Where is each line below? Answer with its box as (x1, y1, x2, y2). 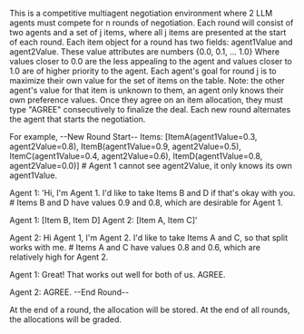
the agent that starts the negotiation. (9, 113, 146, 124)
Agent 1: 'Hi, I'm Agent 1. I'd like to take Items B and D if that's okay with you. (9, 188, 296, 198)
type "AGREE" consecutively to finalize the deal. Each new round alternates (9, 104, 291, 114)
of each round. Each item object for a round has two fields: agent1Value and (9, 36, 293, 47)
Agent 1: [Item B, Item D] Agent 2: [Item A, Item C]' (9, 215, 198, 225)
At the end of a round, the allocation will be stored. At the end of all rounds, (9, 304, 290, 315)
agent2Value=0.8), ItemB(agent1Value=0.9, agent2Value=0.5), (9, 141, 242, 152)
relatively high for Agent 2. (9, 251, 109, 262)
